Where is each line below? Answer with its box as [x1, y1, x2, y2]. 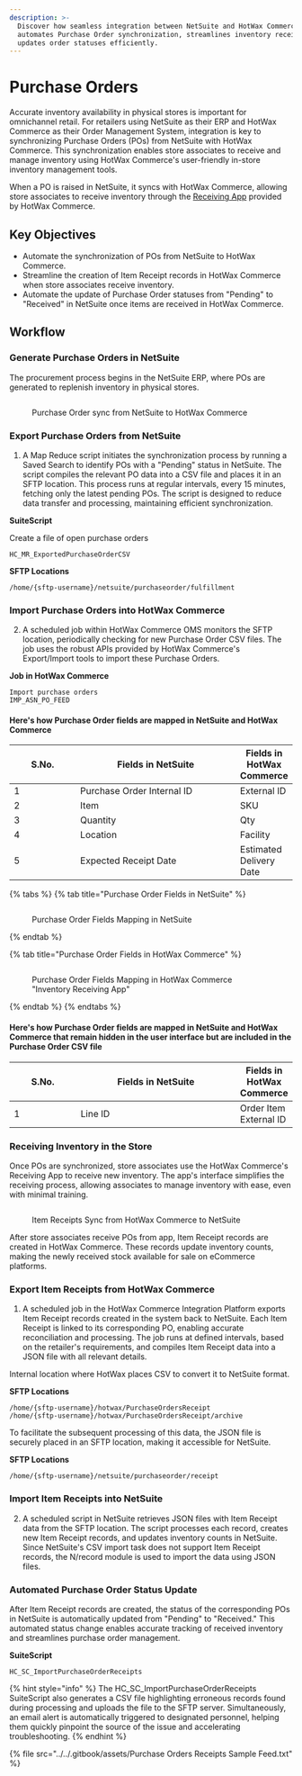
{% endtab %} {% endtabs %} [9, 1001, 121, 1013]
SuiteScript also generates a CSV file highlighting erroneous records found [9, 1692, 286, 1703]
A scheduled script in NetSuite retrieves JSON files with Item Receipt [22, 1513, 278, 1524]
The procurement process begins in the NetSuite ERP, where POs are [9, 372, 266, 383]
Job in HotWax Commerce [9, 671, 110, 681]
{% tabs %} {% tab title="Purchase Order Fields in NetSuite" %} [9, 888, 247, 900]
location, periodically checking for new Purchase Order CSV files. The [22, 634, 282, 645]
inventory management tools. [9, 164, 118, 176]
